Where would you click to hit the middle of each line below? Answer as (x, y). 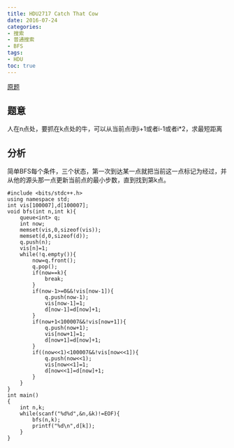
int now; (32, 224)
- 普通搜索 (21, 40)
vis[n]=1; (34, 248)
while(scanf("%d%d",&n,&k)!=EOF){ (70, 414)
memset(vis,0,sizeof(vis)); (60, 230)
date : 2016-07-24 (32, 20)
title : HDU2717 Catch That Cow (53, 14)
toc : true (22, 66)
